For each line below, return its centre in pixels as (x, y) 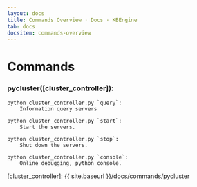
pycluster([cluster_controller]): (60, 88)
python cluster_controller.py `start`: (65, 121)
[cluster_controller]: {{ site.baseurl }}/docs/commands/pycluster (98, 176)
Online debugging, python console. (71, 163)
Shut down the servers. (54, 145)
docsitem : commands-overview (49, 33)
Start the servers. (48, 127)
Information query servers (58, 109)
